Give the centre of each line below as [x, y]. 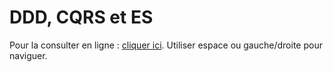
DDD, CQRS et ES [81, 17]
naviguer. [28, 55]
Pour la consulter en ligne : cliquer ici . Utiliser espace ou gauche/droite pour [166, 45]
